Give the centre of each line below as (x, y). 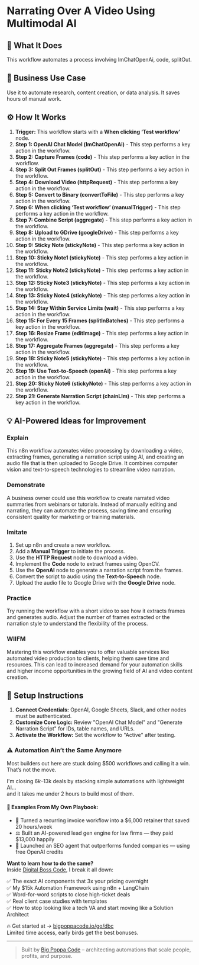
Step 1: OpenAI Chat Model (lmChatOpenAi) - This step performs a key (103, 144)
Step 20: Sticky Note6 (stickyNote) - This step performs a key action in (103, 383)
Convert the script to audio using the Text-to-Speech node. (88, 576)
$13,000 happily (35, 839)
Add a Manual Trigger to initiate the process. (70, 551)
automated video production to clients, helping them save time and (88, 658)
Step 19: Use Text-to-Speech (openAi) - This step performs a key (96, 371)
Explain (18, 438)
